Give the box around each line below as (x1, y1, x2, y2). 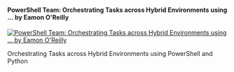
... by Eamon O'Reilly (7, 13, 69, 21)
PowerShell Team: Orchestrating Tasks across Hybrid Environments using (7, 6, 228, 14)
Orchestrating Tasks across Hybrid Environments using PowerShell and (7, 50, 213, 58)
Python (7, 57, 28, 66)
